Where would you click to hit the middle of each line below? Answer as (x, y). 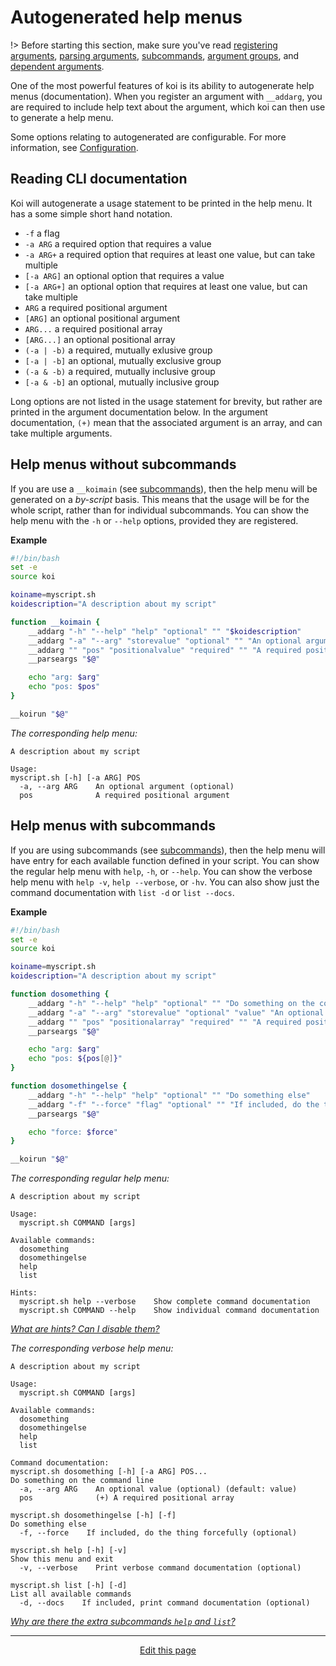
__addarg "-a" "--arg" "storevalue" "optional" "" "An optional (165, 641)
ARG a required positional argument (96, 307)
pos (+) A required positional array (127, 1498)
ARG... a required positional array (93, 328)
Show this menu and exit (62, 1559)
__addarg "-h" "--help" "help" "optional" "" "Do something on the (171, 1003)
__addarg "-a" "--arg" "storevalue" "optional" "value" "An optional (176, 1012)
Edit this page (168, 1650)
